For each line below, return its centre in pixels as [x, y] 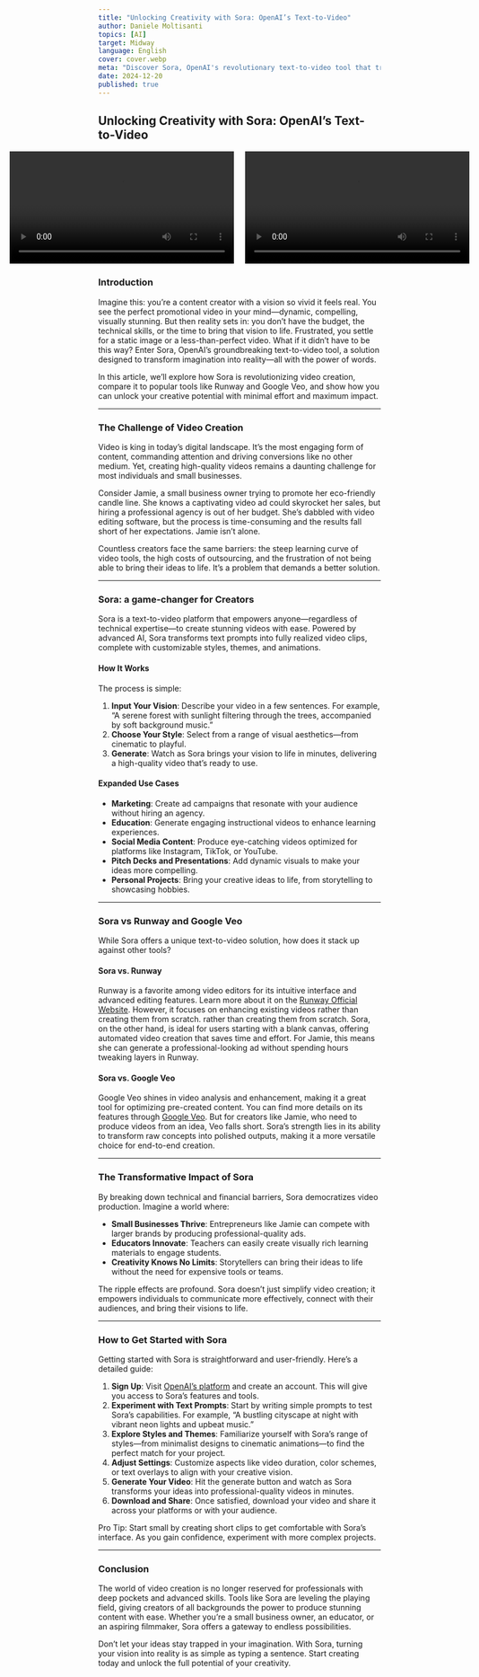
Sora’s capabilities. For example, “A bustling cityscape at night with [235, 1415]
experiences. [135, 832]
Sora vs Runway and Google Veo [170, 921]
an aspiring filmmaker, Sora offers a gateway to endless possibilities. [225, 1627]
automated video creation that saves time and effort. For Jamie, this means [237, 1038]
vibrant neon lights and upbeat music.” [183, 1425]
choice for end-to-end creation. [157, 1145]
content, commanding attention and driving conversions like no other [226, 457]
